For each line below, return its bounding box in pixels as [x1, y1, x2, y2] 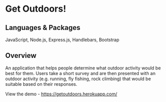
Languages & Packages [5, 23, 81, 32]
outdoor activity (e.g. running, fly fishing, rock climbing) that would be [5, 76, 151, 82]
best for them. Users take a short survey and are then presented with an [5, 70, 156, 76]
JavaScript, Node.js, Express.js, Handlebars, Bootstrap [5, 37, 119, 43]
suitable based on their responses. [5, 81, 77, 87]
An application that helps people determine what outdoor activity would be [5, 64, 161, 71]
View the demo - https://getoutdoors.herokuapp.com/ [5, 91, 117, 97]
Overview [5, 51, 37, 60]
